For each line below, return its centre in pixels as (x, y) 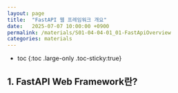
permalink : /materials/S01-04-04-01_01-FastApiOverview (89, 32)
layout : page (26, 13)
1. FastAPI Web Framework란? (72, 82)
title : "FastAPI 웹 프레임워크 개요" (57, 20)
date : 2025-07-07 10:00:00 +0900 (58, 26)
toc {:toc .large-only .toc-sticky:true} (69, 58)
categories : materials (40, 39)
